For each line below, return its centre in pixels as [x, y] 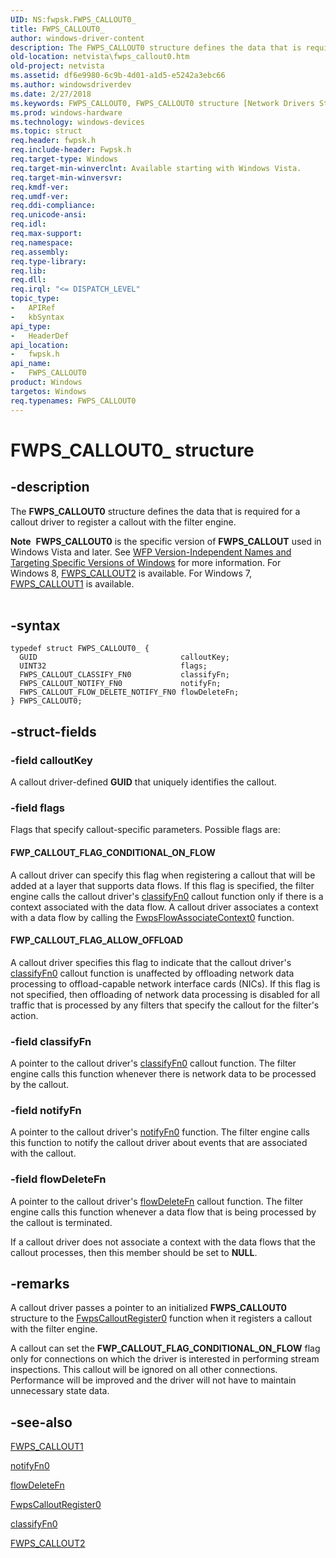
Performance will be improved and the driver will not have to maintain [153, 1380]
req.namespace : [42, 242]
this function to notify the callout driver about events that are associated [159, 1143]
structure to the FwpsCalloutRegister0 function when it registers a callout [161, 1318]
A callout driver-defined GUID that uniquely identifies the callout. [143, 782]
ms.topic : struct [46, 131]
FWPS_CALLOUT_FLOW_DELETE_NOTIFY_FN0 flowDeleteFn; [129, 692]
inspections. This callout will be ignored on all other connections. [144, 1370]
